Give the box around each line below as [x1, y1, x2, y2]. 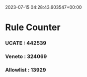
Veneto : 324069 [5, 53, 47, 60]
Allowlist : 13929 [5, 66, 46, 73]
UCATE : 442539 [5, 39, 47, 46]
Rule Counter [5, 22, 61, 33]
